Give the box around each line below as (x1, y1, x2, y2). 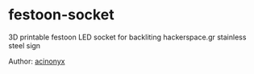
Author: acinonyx (8, 56, 65, 66)
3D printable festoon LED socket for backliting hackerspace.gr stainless (8, 32, 247, 42)
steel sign (8, 40, 41, 50)
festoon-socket (8, 6, 115, 24)
